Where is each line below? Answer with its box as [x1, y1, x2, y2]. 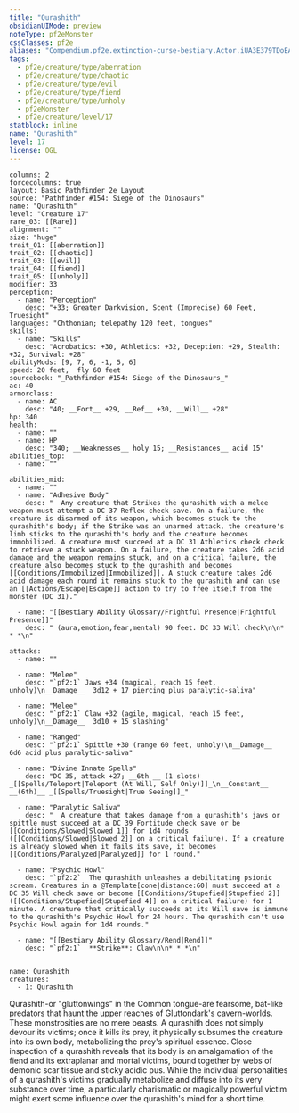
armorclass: [9, 389, 53, 398]
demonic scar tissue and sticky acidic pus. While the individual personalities [9, 1064, 288, 1076]
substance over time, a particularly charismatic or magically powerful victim [9, 1084, 287, 1094]
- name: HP [17, 436, 58, 444]
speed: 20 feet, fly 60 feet [9, 365, 122, 375]
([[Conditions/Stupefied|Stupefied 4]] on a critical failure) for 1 [9, 896, 273, 906]
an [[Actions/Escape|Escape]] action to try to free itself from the [9, 584, 273, 594]
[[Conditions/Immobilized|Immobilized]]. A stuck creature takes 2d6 [9, 569, 273, 577]
